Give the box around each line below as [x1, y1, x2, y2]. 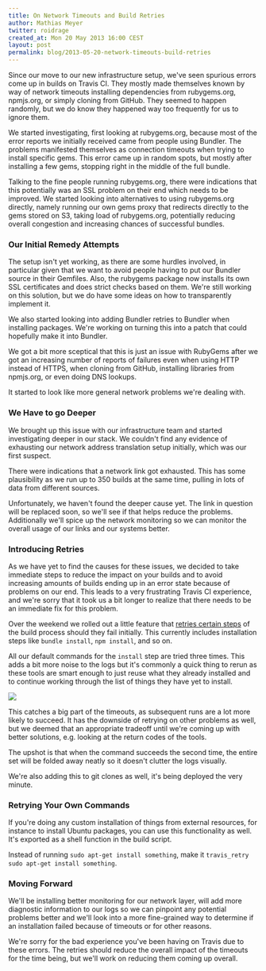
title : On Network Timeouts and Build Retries [8, 11, 165, 20]
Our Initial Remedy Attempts [8, 239, 120, 250]
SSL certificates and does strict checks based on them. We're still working [8, 283, 252, 292]
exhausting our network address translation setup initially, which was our [8, 442, 247, 452]
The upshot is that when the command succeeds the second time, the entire [8, 747, 258, 757]
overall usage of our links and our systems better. [8, 523, 171, 533]
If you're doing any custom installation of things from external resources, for [8, 818, 258, 827]
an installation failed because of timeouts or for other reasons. [8, 922, 212, 931]
